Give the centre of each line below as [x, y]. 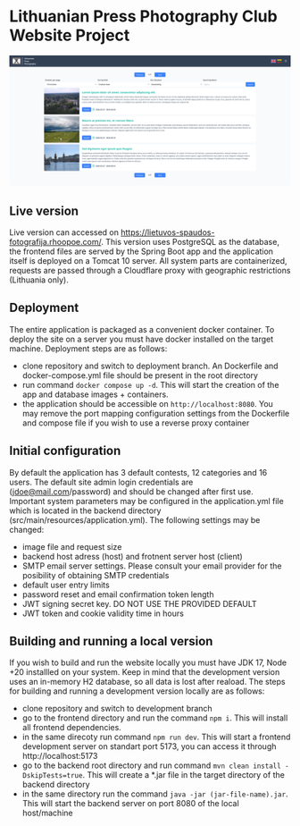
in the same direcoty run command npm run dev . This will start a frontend [156, 737]
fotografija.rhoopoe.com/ [55, 242]
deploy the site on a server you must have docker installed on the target [142, 339]
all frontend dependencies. [72, 728]
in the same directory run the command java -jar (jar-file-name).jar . [155, 794]
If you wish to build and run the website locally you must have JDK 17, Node [148, 662]
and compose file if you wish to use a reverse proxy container [136, 423]
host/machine [47, 813]
